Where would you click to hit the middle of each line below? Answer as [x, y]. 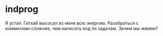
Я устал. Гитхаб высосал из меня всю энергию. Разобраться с [72, 23]
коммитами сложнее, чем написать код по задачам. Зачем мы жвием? [81, 28]
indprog [22, 9]
